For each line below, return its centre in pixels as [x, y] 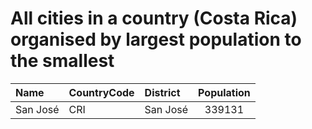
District [162, 92]
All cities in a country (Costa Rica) [154, 18]
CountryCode [101, 92]
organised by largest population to [156, 39]
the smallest [62, 61]
